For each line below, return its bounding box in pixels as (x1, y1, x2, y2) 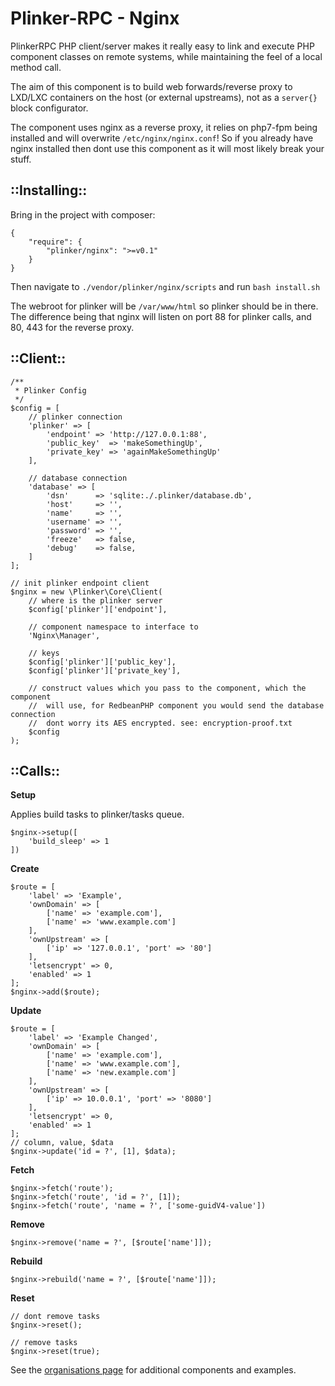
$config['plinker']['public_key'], (28, 657, 177, 667)
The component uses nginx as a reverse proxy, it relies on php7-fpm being (10, 121, 318, 133)
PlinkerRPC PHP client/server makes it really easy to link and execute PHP (10, 40, 315, 52)
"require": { (28, 237, 83, 247)
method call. (10, 61, 62, 73)
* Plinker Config (14, 385, 87, 396)
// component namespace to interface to (28, 622, 199, 632)
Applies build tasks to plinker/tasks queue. (10, 808, 185, 821)
